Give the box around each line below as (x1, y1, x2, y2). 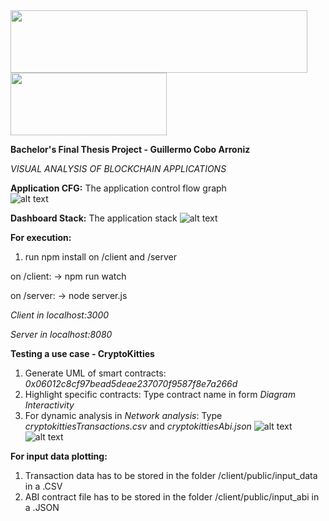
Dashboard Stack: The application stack (10, 212, 178, 224)
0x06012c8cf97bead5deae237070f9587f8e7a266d (24, 378, 238, 389)
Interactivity (24, 399, 75, 411)
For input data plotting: (10, 450, 108, 462)
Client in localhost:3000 (10, 309, 110, 321)
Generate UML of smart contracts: (24, 367, 167, 379)
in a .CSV (24, 480, 63, 492)
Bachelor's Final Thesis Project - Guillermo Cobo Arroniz (10, 144, 251, 155)
